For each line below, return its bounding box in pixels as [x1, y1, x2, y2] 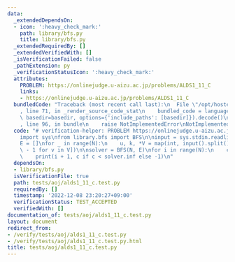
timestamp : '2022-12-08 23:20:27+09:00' [13, 192, 133, 199]
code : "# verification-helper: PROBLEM [13, 127, 130, 134]
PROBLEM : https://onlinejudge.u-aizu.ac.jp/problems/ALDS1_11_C [20, 82, 211, 89]
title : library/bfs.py [20, 36, 86, 43]
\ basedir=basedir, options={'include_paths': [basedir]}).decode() [20, 114, 224, 121]
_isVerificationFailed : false [13, 56, 101, 63]
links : [20, 88, 39, 95]
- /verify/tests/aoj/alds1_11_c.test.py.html [7, 238, 142, 245]
